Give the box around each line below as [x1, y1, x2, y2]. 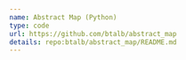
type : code [9, 21, 50, 30]
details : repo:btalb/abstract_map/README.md [9, 37, 177, 47]
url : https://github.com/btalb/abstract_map [9, 29, 177, 38]
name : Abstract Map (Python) [9, 12, 117, 22]
